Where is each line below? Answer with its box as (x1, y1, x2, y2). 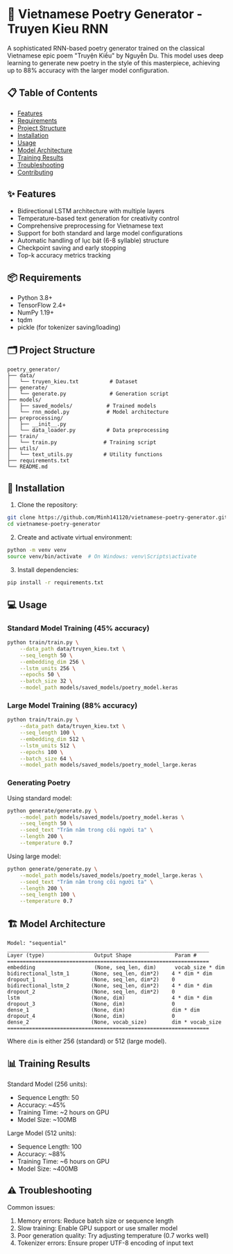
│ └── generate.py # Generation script (7, 390, 169, 398)
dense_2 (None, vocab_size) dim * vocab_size (7, 1019, 222, 1026)
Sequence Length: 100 (17, 1142, 82, 1151)
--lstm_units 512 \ (19, 742, 76, 749)
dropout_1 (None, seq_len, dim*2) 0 (7, 976, 175, 983)
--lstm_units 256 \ (19, 664, 76, 672)
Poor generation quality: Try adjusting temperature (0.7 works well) (17, 1231, 209, 1239)
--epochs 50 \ (19, 671, 60, 678)
